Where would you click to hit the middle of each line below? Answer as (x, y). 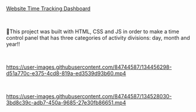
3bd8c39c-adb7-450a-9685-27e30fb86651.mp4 (66, 103)
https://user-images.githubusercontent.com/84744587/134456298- (89, 67)
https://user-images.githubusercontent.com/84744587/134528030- (89, 96)
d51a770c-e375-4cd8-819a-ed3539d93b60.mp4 (66, 73)
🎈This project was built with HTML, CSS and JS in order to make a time (93, 31)
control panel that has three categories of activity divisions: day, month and (98, 38)
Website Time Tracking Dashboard (48, 9)
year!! (13, 44)
